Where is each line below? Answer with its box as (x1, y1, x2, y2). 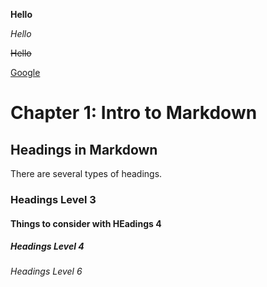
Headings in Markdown (10, 141, 158, 158)
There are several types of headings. (10, 168, 163, 179)
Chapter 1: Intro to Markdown (10, 102, 258, 124)
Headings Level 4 (10, 240, 85, 253)
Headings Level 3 (10, 192, 97, 206)
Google (10, 67, 41, 78)
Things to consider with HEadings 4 (10, 217, 162, 229)
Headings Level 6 (10, 265, 83, 278)
